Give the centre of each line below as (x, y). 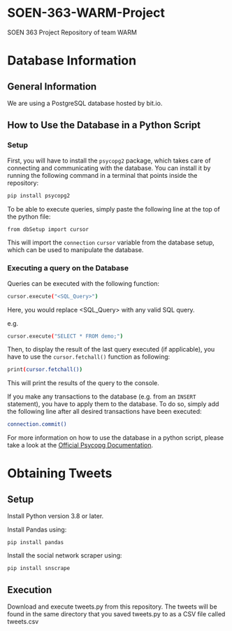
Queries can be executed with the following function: (83, 283)
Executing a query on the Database (68, 268)
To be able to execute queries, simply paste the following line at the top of (114, 209)
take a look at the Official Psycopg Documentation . (80, 445)
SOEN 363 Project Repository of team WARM (72, 32)
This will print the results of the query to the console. (83, 383)
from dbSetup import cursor (48, 229)
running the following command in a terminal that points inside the (102, 175)
